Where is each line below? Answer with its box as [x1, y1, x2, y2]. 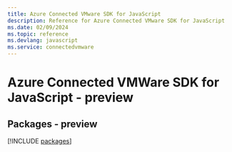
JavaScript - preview [7, 90, 134, 106]
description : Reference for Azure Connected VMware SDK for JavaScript [7, 17, 225, 24]
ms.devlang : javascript [7, 37, 79, 44]
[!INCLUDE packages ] [7, 137, 72, 145]
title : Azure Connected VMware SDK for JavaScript [7, 10, 161, 18]
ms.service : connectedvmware [7, 44, 94, 51]
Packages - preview [7, 118, 98, 130]
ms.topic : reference [7, 30, 69, 38]
